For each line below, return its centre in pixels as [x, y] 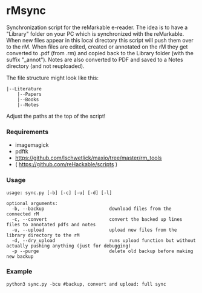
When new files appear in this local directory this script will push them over [100, 40]
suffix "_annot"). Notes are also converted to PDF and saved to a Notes [95, 59]
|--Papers [30, 94]
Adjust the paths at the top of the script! [56, 116]
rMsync [26, 11]
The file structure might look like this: [52, 78]
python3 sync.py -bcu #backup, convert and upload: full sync [86, 284]
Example [19, 272]
